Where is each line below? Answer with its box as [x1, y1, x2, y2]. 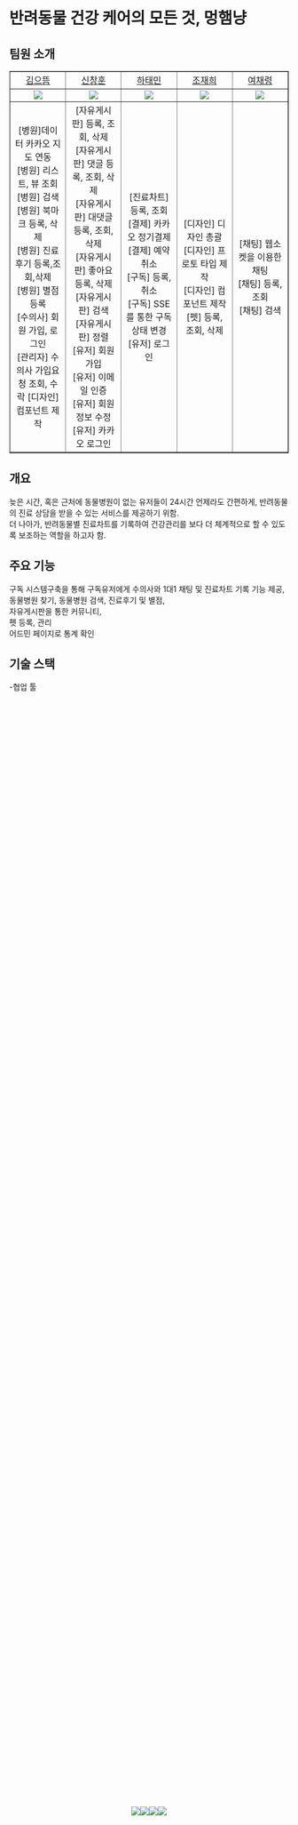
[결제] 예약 [128, 244, 170, 256]
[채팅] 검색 [239, 304, 282, 316]
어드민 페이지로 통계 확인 [9, 628, 95, 638]
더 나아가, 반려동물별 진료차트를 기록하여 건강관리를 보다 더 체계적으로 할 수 [9, 518, 270, 529]
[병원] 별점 [16, 284, 59, 296]
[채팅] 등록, [238, 277, 283, 290]
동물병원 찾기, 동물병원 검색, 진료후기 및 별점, [9, 595, 166, 605]
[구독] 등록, [126, 271, 171, 283]
